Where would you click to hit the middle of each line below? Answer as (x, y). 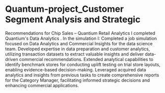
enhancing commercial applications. (42, 85)
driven (12, 59)
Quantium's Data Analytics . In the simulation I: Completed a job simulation (81, 38)
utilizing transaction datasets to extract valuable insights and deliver (75, 54)
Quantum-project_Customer (64, 9)
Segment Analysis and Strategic (73, 19)
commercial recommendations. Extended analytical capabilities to (86, 59)
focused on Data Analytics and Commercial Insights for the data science (79, 43)
